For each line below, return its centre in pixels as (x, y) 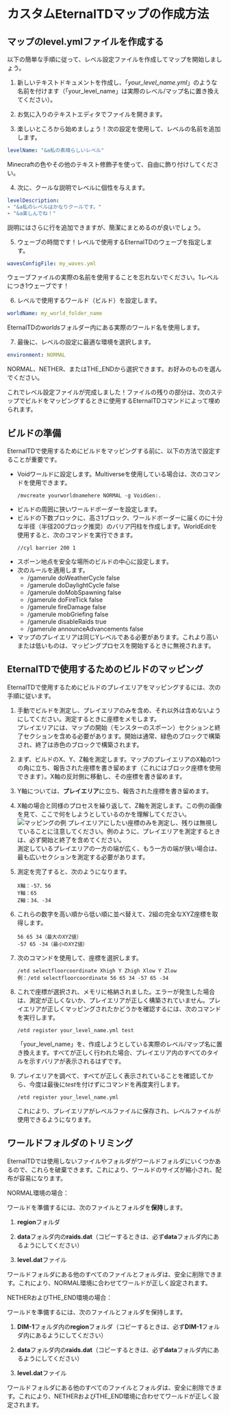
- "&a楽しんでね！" (31, 213)
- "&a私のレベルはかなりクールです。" (54, 207)
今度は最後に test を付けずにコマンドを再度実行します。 (106, 1084)
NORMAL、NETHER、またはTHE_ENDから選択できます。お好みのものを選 (111, 369)
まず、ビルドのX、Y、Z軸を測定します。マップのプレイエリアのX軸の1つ (119, 759)
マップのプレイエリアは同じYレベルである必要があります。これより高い (118, 637)
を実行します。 (38, 1017)
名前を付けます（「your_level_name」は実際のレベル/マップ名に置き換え (118, 91)
